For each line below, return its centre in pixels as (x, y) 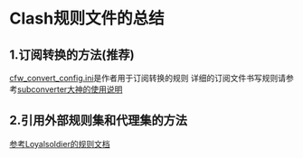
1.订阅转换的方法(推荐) (72, 55)
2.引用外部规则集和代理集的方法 (99, 121)
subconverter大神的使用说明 (70, 89)
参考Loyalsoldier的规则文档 (60, 144)
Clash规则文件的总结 (87, 19)
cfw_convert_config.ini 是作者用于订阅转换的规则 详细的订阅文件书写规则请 (148, 78)
